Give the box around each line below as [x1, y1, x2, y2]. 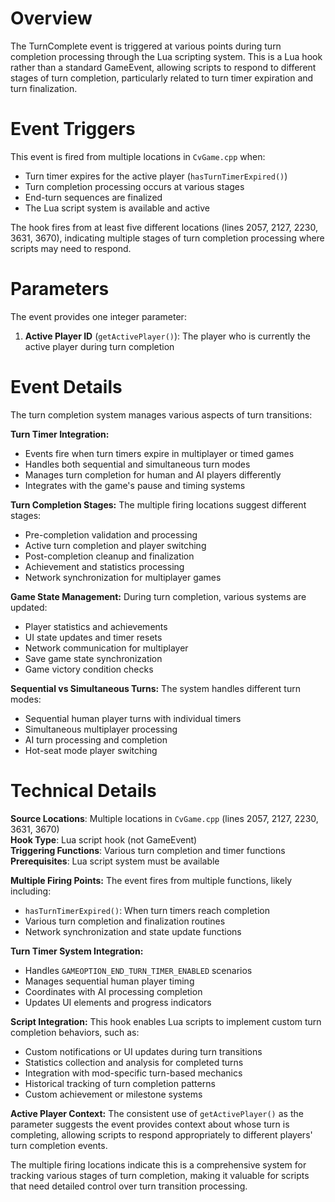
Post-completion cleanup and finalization [24, 550, 195, 562]
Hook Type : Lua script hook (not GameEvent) [10, 833, 198, 846]
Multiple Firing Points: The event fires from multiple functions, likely [10, 874, 293, 886]
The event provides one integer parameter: [10, 310, 187, 322]
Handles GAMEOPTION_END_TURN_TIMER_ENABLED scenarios [24, 964, 253, 976]
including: [10, 885, 52, 897]
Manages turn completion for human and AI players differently [24, 468, 282, 481]
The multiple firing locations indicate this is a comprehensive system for [10, 1158, 307, 1171]
